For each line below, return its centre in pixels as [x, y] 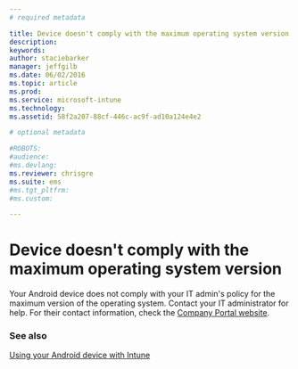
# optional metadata [48, 133]
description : [33, 42]
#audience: [29, 157]
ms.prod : [25, 91]
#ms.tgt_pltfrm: [39, 190]
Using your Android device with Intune [80, 355]
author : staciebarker [50, 59]
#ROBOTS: [25, 149]
